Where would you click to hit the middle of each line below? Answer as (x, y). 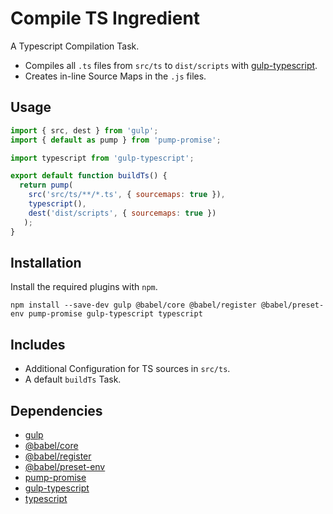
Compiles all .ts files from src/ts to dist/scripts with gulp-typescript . (171, 65)
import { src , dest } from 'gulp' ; (84, 130)
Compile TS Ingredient (105, 18)
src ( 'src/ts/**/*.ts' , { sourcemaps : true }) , (127, 195)
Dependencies (56, 410)
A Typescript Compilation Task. (75, 46)
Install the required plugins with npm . (84, 287)
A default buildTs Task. (73, 379)
